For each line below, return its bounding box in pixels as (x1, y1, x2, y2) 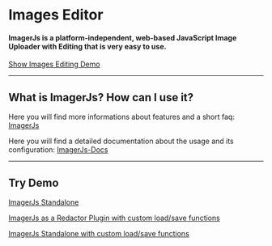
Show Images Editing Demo (8, 59, 100, 70)
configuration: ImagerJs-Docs (8, 145, 108, 155)
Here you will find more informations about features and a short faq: (8, 112, 235, 122)
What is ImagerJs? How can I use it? (8, 91, 194, 104)
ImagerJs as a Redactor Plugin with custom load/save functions (8, 213, 220, 223)
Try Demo (8, 176, 59, 189)
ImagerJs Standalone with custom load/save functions (8, 229, 190, 239)
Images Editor (8, 6, 104, 24)
